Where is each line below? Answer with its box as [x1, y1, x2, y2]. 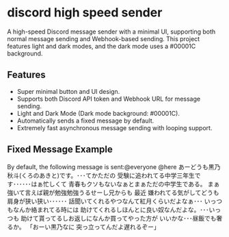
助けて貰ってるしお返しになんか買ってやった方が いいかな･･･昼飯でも [20, 214, 217, 222]
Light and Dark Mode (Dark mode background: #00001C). [16, 109, 180, 117]
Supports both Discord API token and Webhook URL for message [16, 95, 200, 103]
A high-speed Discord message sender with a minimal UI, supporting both [7, 27, 216, 36]
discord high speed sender [7, 5, 163, 21]
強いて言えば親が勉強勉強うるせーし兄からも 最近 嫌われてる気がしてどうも [7, 188, 219, 197]
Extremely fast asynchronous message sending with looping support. [16, 123, 213, 132]
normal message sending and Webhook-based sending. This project [7, 34, 200, 42]
